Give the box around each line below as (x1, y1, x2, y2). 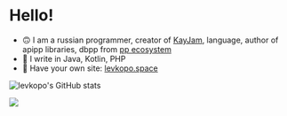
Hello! (9, 5, 54, 26)
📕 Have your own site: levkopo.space (21, 63, 158, 73)
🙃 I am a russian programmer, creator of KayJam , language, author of (21, 35, 279, 45)
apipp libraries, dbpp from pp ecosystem (21, 43, 171, 54)
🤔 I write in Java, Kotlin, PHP (21, 53, 126, 64)
